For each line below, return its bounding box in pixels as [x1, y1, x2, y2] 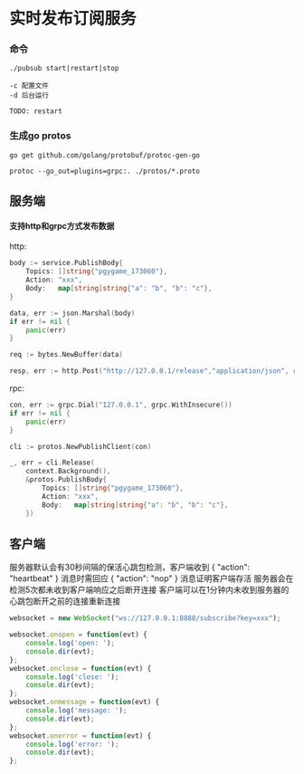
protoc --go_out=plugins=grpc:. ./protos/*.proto [9, 167, 201, 176]
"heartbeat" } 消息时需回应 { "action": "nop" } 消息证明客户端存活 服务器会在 [9, 573, 294, 584]
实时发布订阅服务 [9, 8, 138, 29]
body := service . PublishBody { [9, 259, 124, 268]
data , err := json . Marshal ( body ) [9, 309, 136, 318]
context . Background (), [25, 467, 111, 476]
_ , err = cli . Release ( [9, 458, 95, 467]
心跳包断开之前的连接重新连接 [9, 596, 120, 607]
